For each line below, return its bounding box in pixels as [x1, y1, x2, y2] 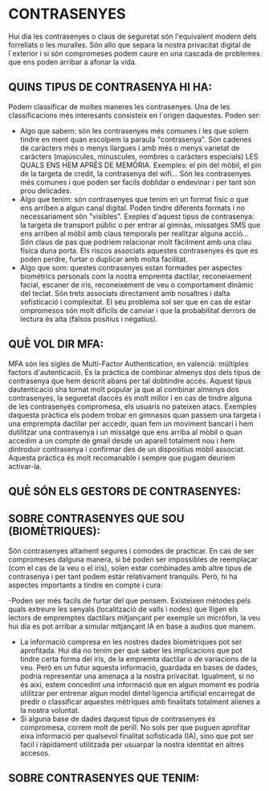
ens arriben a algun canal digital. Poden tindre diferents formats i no [19, 203, 245, 212]
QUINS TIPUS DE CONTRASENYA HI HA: [8, 80, 213, 94]
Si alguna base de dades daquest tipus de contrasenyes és [19, 714, 216, 723]
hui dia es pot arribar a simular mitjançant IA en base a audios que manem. [8, 621, 256, 631]
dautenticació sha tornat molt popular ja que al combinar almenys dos [8, 384, 239, 394]
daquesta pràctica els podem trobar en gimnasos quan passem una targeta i [8, 410, 261, 419]
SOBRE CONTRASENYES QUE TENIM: [8, 772, 200, 785]
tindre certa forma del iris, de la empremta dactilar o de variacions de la [19, 653, 257, 664]
